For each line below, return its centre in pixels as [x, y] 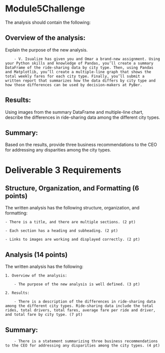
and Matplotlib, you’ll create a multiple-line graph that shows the [78, 72]
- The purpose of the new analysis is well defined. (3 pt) [77, 284]
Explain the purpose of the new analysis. [46, 50]
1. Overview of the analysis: [36, 276]
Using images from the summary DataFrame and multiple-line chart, [74, 112]
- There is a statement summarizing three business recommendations [86, 341]
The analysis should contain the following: [48, 22]
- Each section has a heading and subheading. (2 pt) [62, 231]
